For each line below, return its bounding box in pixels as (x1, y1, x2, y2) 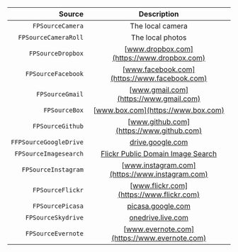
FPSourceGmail (36, 90, 84, 98)
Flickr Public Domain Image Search (100, 149, 217, 158)
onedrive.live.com (129, 213, 189, 222)
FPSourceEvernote (25, 230, 84, 237)
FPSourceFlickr (33, 186, 84, 194)
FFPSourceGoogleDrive (11, 138, 84, 146)
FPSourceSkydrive (25, 214, 84, 221)
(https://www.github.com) (115, 126, 203, 136)
